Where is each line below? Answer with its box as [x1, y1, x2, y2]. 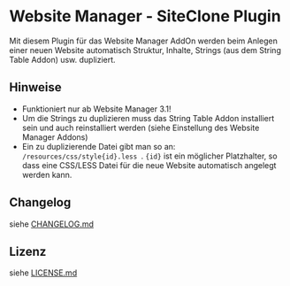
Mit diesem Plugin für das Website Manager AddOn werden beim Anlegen [9, 35, 279, 46]
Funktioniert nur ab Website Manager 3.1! [21, 104, 172, 114]
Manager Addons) [21, 131, 88, 143]
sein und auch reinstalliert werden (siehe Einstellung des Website [21, 122, 260, 133]
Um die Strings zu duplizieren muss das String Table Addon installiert [21, 112, 275, 123]
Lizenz [9, 243, 47, 259]
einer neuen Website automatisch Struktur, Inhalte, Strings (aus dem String [9, 44, 281, 55]
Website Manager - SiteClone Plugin [9, 6, 281, 27]
